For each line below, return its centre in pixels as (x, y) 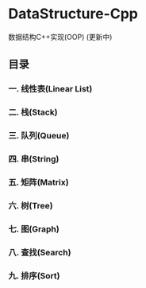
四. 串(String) (34, 159)
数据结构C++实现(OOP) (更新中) (60, 37)
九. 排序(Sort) (34, 275)
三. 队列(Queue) (39, 136)
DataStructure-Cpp (73, 14)
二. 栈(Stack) (33, 112)
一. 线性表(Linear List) (50, 89)
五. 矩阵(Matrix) (38, 182)
